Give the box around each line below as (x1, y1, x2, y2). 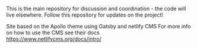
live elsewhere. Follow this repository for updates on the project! (6, 11, 163, 18)
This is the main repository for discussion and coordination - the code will (6, 5, 186, 12)
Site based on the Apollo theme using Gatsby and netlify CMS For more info (6, 23, 191, 30)
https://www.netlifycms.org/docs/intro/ (6, 36, 102, 42)
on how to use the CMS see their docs (6, 29, 100, 36)
